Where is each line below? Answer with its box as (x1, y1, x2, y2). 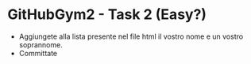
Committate (18, 48, 58, 58)
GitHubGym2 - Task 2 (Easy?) (7, 6, 207, 24)
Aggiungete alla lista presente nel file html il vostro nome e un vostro (18, 32, 244, 41)
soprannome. (18, 40, 63, 49)
